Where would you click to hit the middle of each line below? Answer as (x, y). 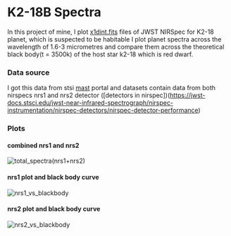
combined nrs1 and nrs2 (43, 145)
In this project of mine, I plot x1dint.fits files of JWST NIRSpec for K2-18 (111, 32)
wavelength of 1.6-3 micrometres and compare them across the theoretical (116, 46)
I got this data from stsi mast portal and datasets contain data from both (112, 88)
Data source (29, 73)
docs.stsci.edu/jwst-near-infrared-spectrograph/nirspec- (90, 103)
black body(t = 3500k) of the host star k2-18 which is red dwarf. (100, 54)
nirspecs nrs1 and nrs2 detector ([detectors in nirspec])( (89, 95)
